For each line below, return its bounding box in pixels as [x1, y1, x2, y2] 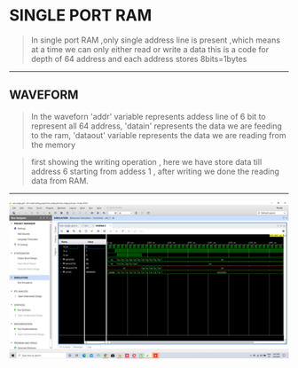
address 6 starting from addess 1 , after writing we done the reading [30, 166, 279, 176]
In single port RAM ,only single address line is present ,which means [30, 35, 281, 45]
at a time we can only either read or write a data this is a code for [30, 43, 269, 54]
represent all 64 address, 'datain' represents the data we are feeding [30, 121, 282, 131]
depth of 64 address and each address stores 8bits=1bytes [30, 53, 247, 64]
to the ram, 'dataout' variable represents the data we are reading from [30, 129, 286, 140]
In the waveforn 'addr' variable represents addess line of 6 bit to [30, 111, 266, 121]
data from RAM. [30, 175, 89, 186]
